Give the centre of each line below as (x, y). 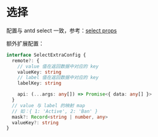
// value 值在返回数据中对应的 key (58, 66)
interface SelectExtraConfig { (46, 55)
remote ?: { (26, 61)
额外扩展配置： (25, 43)
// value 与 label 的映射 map (49, 105)
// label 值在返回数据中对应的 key (58, 78)
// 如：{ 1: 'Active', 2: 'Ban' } (55, 111)
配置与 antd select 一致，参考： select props (62, 30)
